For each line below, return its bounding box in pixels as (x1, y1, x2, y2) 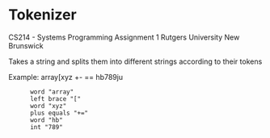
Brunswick (8, 40, 44, 50)
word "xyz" (29, 102, 67, 110)
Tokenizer (8, 6, 77, 24)
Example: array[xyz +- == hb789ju (8, 72, 124, 82)
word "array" (29, 87, 74, 96)
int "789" (29, 123, 63, 131)
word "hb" (29, 115, 63, 124)
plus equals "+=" (29, 109, 89, 117)
